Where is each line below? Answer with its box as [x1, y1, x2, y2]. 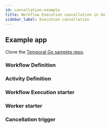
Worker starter [5, 102, 43, 109]
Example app [5, 35, 47, 44]
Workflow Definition [5, 62, 56, 69]
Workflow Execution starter [5, 89, 75, 96]
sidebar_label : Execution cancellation [5, 17, 90, 22]
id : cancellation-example [5, 7, 60, 13]
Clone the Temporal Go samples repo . [5, 49, 85, 55]
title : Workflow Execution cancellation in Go [5, 12, 105, 17]
